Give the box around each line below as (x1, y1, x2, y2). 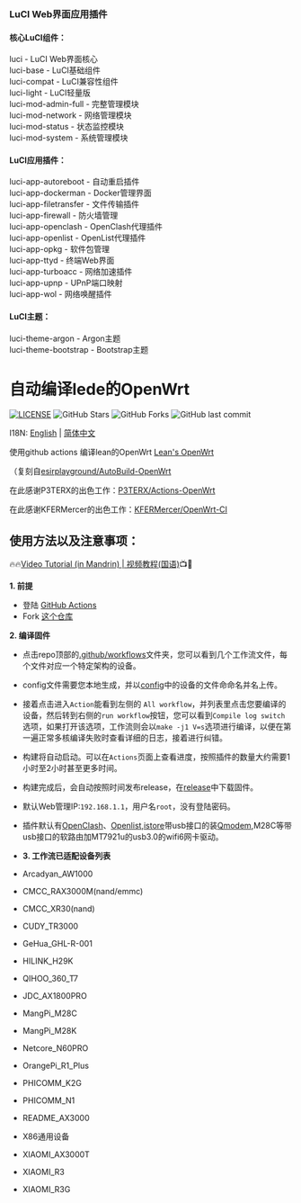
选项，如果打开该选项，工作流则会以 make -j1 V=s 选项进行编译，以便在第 (22, 722, 292, 732)
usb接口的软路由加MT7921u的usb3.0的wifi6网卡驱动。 (22, 831, 224, 842)
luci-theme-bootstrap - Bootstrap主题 (9, 344, 149, 355)
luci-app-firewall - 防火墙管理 (9, 210, 119, 221)
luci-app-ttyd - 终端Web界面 (9, 255, 115, 266)
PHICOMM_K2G (22, 1078, 83, 1089)
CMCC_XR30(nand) (22, 903, 96, 914)
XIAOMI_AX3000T (22, 1149, 90, 1160)
